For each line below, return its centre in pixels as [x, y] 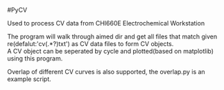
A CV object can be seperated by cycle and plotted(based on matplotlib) [110, 51]
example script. [29, 79]
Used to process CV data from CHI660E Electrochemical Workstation [106, 23]
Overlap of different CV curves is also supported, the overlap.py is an [106, 72]
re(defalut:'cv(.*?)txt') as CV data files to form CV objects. [91, 44]
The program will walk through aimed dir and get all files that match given [112, 36]
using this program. [35, 58]
